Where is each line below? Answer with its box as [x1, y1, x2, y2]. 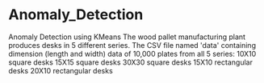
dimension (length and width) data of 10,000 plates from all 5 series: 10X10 [8, 49, 257, 58]
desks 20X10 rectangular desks [8, 65, 113, 75]
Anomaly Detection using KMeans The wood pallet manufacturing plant [8, 32, 246, 41]
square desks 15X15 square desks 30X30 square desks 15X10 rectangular [8, 57, 253, 67]
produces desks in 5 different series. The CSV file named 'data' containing [8, 40, 257, 49]
